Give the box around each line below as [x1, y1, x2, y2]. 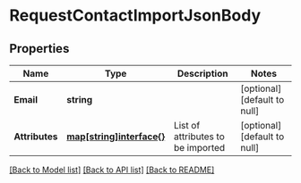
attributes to [173, 130, 226, 143]
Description [176, 68, 228, 79]
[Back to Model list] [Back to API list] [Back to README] [9, 164, 215, 175]
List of [173, 120, 201, 131]
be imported [173, 142, 226, 154]
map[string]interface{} [66, 130, 166, 143]
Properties [9, 41, 70, 56]
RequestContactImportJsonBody [9, 5, 262, 26]
